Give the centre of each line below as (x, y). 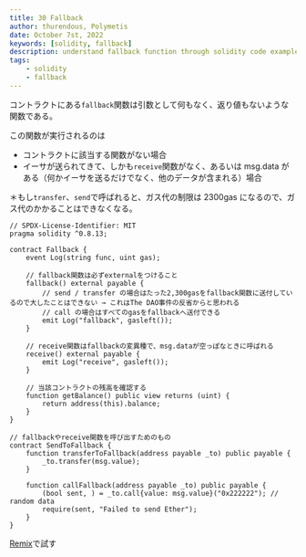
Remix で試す (33, 543)
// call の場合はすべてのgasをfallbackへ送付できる (132, 312)
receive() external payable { (83, 354)
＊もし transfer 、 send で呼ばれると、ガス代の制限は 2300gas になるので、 (148, 196)
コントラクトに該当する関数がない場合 (94, 154)
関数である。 (33, 116)
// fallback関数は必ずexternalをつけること (102, 275)
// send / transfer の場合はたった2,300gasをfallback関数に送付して (164, 293)
